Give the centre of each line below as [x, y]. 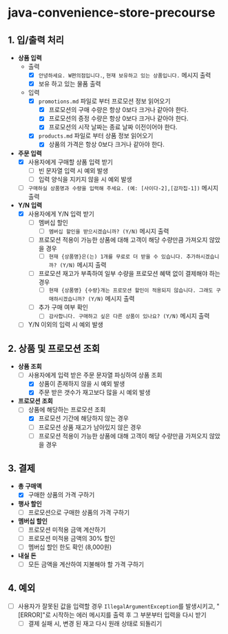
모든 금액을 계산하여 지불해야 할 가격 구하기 [86, 564]
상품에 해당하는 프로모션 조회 [67, 410]
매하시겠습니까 [65, 299]
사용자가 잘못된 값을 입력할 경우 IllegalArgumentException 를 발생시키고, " [118, 606]
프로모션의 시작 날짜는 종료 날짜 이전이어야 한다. [113, 127]
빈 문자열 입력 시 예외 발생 [73, 170]
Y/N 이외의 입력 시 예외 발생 [66, 325]
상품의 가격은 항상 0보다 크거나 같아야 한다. [106, 144]
